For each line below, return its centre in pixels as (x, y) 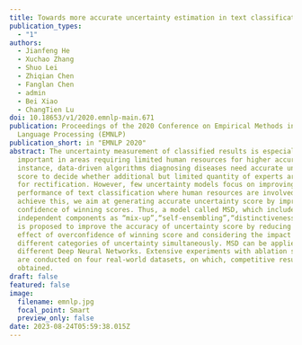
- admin (32, 93)
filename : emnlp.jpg (56, 302)
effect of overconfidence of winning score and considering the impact (155, 234)
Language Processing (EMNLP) (72, 135)
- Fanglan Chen (46, 84)
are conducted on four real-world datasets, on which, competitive (147, 260)
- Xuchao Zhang (46, 59)
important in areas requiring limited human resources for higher (144, 159)
